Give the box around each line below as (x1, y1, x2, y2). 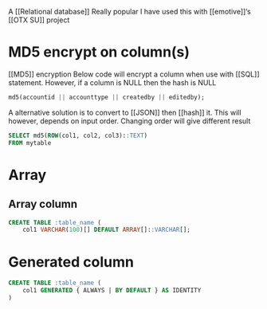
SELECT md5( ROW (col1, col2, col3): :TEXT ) (8, 131, 148, 139)
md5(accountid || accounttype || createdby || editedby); (8, 93, 205, 101)
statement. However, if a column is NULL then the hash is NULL (8, 77, 217, 87)
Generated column (8, 252, 134, 271)
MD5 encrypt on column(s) (8, 43, 190, 61)
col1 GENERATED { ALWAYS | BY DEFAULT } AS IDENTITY (22, 287, 202, 295)
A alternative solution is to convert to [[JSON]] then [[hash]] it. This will (8, 108, 241, 117)
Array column (8, 198, 78, 211)
